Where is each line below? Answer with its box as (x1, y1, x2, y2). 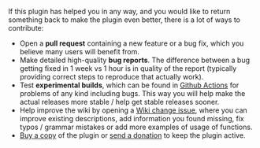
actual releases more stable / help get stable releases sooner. (19, 98, 220, 106)
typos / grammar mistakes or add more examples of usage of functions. (19, 122, 253, 131)
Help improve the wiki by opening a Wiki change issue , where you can (19, 105, 248, 115)
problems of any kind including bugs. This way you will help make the (19, 89, 246, 98)
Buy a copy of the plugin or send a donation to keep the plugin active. (19, 131, 246, 140)
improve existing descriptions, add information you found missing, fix (19, 114, 244, 123)
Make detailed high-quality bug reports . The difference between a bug (19, 55, 251, 65)
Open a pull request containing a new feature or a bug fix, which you (19, 39, 244, 48)
